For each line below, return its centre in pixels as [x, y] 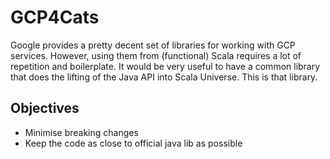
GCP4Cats [55, 17]
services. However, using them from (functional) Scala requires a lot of [156, 55]
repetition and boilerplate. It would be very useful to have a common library [165, 66]
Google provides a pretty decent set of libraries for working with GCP [153, 45]
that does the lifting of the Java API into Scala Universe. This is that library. [164, 77]
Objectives [45, 108]
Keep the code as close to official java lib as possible [133, 143]
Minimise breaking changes [81, 132]
